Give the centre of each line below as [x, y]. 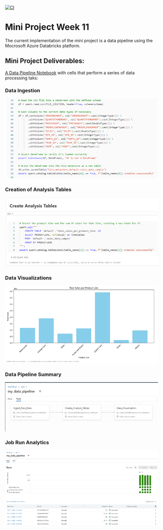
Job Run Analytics [27, 443]
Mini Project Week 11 [47, 27]
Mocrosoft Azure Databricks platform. [43, 46]
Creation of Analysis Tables [38, 189]
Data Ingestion [23, 90]
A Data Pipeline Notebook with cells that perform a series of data [70, 72]
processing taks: [22, 78]
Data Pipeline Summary [33, 374]
